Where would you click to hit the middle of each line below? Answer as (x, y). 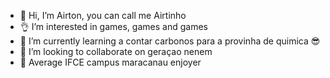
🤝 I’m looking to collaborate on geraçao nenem (116, 51)
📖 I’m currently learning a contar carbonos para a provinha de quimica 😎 (170, 41)
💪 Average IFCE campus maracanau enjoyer (110, 62)
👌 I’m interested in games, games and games (113, 26)
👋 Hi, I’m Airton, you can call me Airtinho (103, 15)
